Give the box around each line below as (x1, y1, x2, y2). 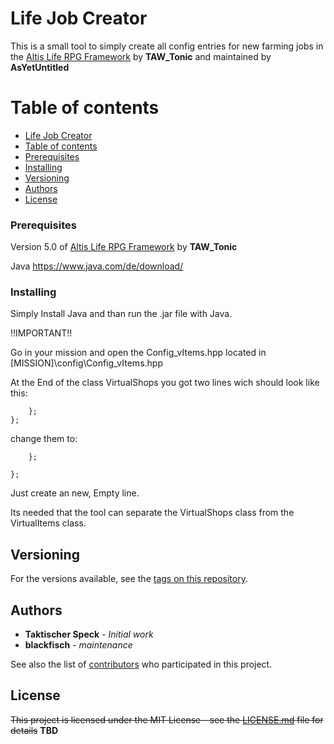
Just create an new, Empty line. (10, 487, 140, 499)
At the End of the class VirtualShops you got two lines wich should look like (10, 377, 320, 389)
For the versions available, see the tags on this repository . (10, 573, 248, 585)
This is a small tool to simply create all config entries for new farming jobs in (10, 40, 324, 52)
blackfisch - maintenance (24, 639, 133, 651)
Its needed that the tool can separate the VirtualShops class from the (10, 507, 295, 519)
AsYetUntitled (10, 61, 70, 73)
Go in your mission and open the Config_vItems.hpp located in (10, 347, 267, 359)
